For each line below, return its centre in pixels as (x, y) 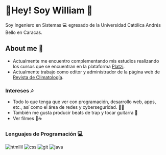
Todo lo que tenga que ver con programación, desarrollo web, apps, (84, 102)
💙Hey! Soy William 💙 (49, 11)
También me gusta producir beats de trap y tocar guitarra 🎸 (75, 113)
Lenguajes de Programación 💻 (44, 134)
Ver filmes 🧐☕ (27, 119)
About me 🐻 (24, 49)
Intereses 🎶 (20, 90)
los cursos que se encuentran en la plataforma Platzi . (69, 66)
